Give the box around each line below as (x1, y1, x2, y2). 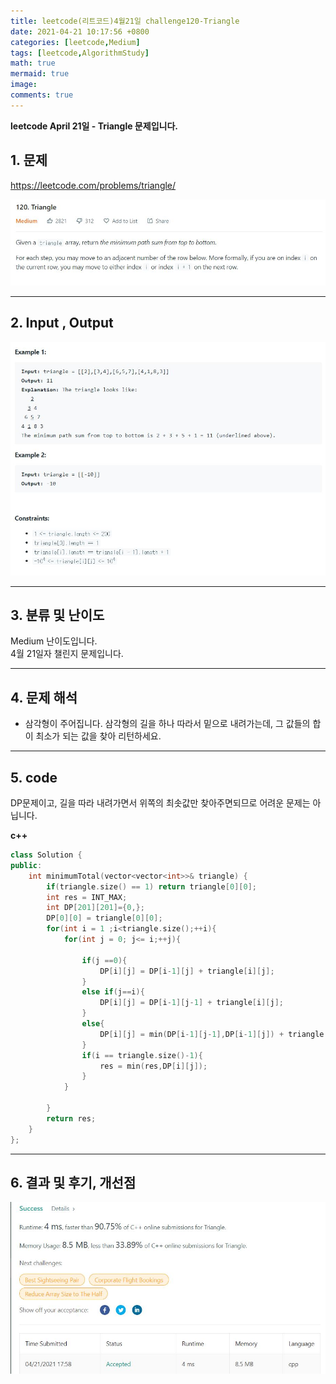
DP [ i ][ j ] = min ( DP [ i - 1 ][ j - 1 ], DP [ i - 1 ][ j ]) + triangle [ (99, 1029, 329, 1039)
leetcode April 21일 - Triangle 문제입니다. (10, 120, 178, 132)
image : (10, 80, 38, 90)
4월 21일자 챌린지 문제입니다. (10, 648, 124, 660)
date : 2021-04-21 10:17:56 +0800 (10, 26, 150, 37)
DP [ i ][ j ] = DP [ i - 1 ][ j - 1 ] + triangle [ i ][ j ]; (99, 998, 284, 1008)
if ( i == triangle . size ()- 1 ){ (81, 1050, 203, 1060)
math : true (10, 58, 56, 69)
